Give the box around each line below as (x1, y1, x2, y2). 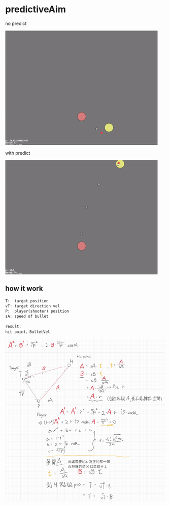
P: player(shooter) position (5, 308, 70, 314)
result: (5, 324, 22, 329)
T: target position (5, 298, 49, 303)
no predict (5, 20, 27, 26)
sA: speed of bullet (5, 314, 49, 319)
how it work (5, 284, 43, 293)
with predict (5, 150, 30, 156)
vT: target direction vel (5, 303, 60, 308)
